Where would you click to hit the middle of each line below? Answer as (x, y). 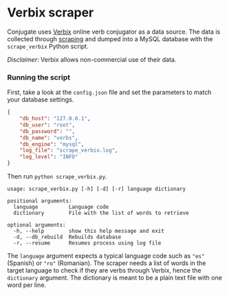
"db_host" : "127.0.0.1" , (55, 119)
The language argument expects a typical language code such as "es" (106, 256)
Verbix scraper (51, 13)
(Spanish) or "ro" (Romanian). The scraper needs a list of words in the (107, 263)
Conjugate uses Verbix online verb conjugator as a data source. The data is (114, 32)
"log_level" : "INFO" (49, 157)
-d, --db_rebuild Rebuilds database (67, 237)
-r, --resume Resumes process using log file (87, 243)
